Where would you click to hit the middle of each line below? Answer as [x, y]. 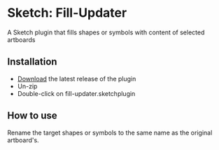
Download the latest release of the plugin [77, 79]
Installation [32, 62]
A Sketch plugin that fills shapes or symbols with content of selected [106, 32]
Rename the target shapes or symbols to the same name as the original [110, 132]
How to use [32, 116]
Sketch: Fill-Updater [67, 13]
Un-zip [27, 86]
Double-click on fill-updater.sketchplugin [76, 93]
